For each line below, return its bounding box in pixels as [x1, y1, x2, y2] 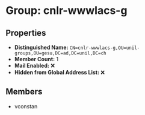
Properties [5, 28, 46, 38]
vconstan [14, 102, 38, 110]
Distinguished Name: [14, 44, 69, 51]
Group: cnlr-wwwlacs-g [5, 4, 128, 18]
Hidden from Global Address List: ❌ [14, 69, 105, 76]
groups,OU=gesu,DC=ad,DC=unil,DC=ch [14, 50, 106, 56]
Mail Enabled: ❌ [14, 62, 55, 69]
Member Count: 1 [14, 56, 58, 62]
